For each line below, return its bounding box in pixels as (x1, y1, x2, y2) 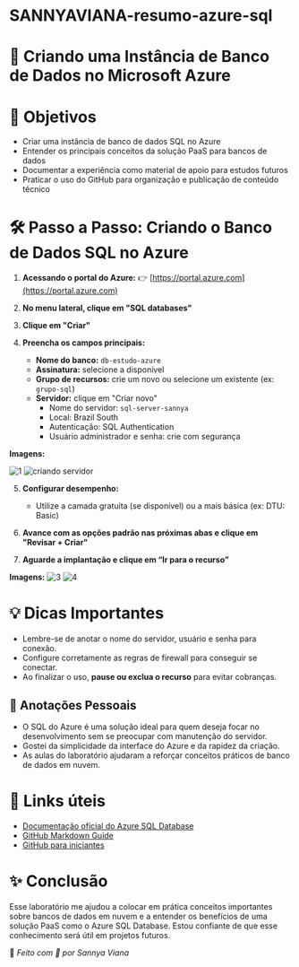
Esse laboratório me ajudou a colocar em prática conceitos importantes (9, 901, 273, 911)
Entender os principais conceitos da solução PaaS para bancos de (21, 145, 268, 157)
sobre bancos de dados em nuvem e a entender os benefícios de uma (9, 910, 269, 921)
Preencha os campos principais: (21, 337, 146, 348)
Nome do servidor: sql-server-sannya (48, 403, 189, 414)
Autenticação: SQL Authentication (48, 422, 175, 432)
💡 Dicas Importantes (9, 603, 164, 623)
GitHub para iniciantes (21, 840, 105, 850)
